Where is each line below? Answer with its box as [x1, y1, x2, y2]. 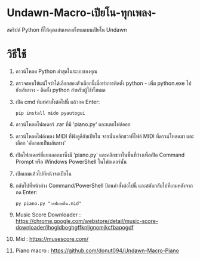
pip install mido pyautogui [15, 110, 85, 116]
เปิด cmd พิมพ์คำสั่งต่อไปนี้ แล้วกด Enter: [15, 98, 100, 105]
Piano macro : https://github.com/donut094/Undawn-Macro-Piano [15, 247, 180, 254]
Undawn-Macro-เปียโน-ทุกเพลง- [7, 6, 157, 20]
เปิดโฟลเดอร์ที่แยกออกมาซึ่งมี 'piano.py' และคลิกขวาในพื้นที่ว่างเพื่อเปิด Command [15, 151, 185, 158]
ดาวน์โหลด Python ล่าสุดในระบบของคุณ [15, 68, 97, 75]
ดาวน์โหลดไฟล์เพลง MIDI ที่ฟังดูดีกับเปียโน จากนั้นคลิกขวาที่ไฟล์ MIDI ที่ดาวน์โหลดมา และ [15, 132, 195, 140]
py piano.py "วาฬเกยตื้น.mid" [15, 200, 82, 206]
